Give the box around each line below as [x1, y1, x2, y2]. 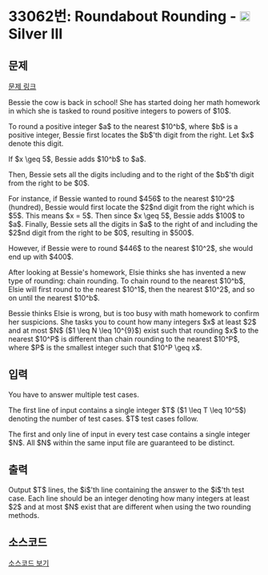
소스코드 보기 [8, 558, 50, 568]
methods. [8, 510, 40, 520]
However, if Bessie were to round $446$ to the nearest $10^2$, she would [8, 244, 254, 253]
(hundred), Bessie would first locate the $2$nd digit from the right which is [8, 202, 254, 212]
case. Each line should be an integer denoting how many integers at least [8, 493, 250, 503]
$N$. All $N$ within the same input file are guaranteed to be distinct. [8, 438, 235, 447]
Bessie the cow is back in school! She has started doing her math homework [8, 98, 261, 107]
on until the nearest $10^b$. [8, 294, 100, 302]
